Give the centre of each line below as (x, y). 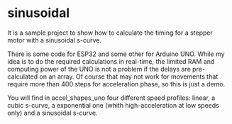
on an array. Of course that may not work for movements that (129, 77)
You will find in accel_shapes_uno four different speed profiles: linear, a (111, 98)
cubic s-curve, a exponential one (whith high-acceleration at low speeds (114, 105)
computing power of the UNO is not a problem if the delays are (99, 69)
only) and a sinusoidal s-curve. (53, 113)
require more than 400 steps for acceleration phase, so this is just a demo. (116, 84)
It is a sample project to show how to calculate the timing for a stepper (110, 33)
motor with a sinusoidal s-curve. (54, 40)
